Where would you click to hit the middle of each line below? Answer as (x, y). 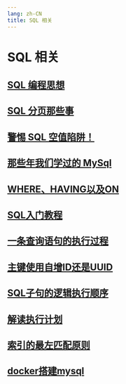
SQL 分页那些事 (41, 111)
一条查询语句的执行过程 (58, 241)
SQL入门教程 (35, 215)
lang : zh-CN (24, 14)
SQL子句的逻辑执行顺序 (58, 293)
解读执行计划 (35, 319)
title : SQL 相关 (30, 20)
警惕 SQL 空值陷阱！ (51, 137)
